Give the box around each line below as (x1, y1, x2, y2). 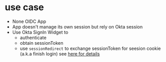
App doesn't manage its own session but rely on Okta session (12, 23, 143, 29)
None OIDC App (12, 18, 47, 24)
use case (5, 2, 44, 13)
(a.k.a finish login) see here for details (19, 50, 100, 57)
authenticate (19, 35, 47, 41)
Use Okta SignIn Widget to (12, 29, 69, 35)
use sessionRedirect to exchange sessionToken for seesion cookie (19, 45, 161, 51)
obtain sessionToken (19, 40, 64, 46)
